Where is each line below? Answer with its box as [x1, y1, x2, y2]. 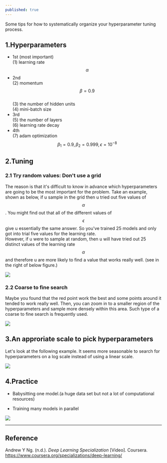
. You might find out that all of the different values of [5, 210, 112, 216]
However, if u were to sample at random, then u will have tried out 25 [5, 235, 147, 242]
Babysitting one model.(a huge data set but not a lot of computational [12, 390, 155, 397]
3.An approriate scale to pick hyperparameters [5, 335, 154, 343]
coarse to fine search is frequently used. [5, 311, 88, 317]
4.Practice [5, 377, 38, 386]
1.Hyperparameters [5, 41, 67, 49]
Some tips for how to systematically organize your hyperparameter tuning [5, 21, 156, 27]
